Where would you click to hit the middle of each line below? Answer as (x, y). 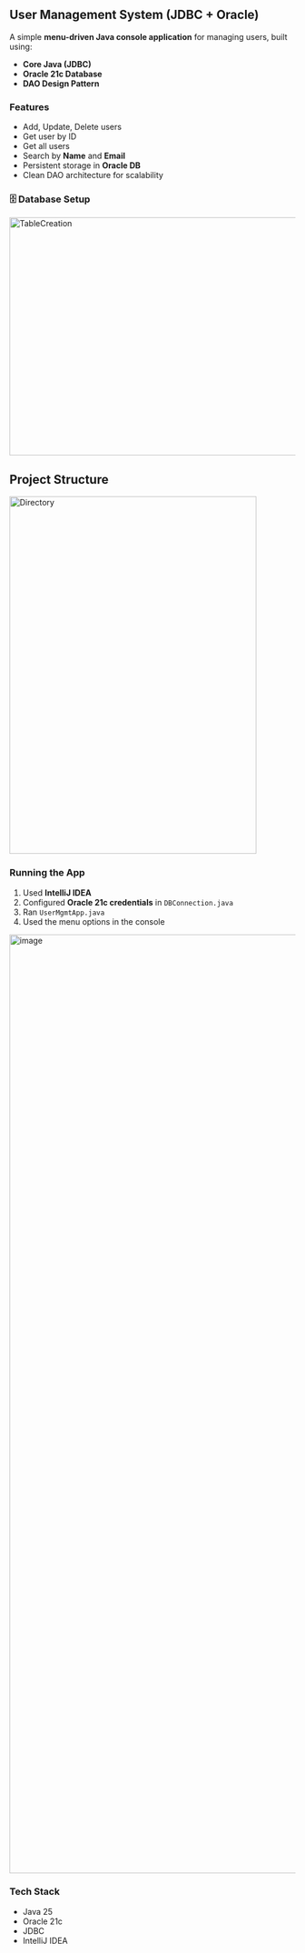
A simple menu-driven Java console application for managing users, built (148, 36)
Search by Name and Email (74, 156)
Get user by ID (49, 136)
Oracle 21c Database (62, 74)
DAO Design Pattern (61, 83)
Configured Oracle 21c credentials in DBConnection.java (128, 902)
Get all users (46, 146)
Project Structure (59, 480)
